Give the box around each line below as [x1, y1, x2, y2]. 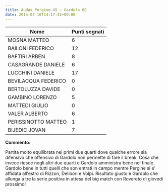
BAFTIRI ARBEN [8, 53, 45, 60]
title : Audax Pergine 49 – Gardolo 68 [5, 7, 87, 13]
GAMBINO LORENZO [8, 93, 57, 101]
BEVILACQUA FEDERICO [8, 77, 67, 84]
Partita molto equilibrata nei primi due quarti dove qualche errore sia [5, 149, 147, 155]
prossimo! [5, 181, 26, 187]
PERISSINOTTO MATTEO [8, 118, 67, 125]
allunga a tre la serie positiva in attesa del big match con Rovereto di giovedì [5, 175, 163, 181]
